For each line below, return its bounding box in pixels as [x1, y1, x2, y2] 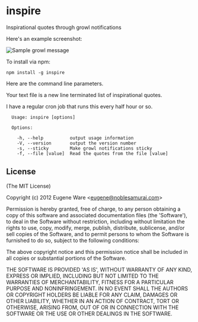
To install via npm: [6, 58, 50, 65]
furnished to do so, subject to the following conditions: [6, 237, 139, 244]
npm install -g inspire [6, 69, 65, 75]
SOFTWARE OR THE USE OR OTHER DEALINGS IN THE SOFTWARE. [6, 310, 173, 317]
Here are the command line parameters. [6, 80, 104, 87]
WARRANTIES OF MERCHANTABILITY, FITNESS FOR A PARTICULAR [6, 278, 174, 285]
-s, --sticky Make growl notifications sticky [17, 145, 152, 152]
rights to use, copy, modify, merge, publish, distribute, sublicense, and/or [6, 224, 185, 231]
